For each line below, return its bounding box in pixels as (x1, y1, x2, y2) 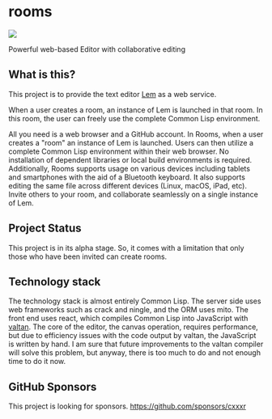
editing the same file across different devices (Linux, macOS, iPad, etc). (8, 180, 247, 190)
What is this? (8, 68, 76, 82)
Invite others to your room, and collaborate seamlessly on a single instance (8, 189, 259, 199)
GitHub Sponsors (8, 379, 97, 394)
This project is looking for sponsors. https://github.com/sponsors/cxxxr (8, 401, 247, 411)
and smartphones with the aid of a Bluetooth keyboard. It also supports (8, 172, 245, 182)
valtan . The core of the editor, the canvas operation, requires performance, (8, 322, 259, 332)
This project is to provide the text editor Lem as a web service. (8, 89, 217, 99)
